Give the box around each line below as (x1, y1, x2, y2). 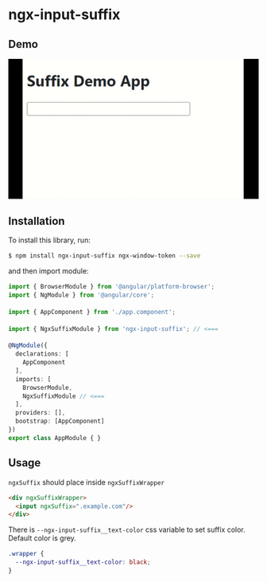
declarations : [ (15, 350, 69, 358)
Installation (8, 214, 65, 228)
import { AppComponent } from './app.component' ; (8, 308, 176, 316)
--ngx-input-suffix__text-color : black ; (15, 558, 151, 567)
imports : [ (15, 375, 52, 383)
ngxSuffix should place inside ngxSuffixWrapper (8, 477, 165, 487)
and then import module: (8, 266, 89, 276)
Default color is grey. (8, 533, 77, 543)
